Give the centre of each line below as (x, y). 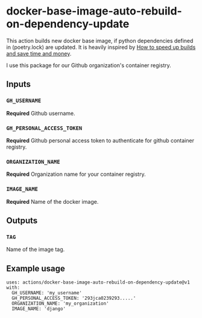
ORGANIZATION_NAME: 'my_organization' (61, 303)
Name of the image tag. (36, 250)
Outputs (22, 220)
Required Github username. (41, 113)
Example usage (36, 268)
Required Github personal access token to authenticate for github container (100, 140)
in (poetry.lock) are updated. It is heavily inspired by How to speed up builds (101, 47)
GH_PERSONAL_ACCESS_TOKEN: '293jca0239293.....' (74, 298)
